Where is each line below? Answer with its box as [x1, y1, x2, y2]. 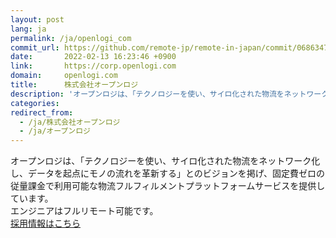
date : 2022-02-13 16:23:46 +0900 [10, 52, 177, 62]
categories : [10, 98, 60, 108]
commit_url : [10, 42, 60, 53]
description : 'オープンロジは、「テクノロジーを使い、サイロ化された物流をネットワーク [10, 89, 330, 99]
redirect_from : [10, 107, 74, 118]
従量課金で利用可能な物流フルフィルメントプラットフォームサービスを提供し [10, 180, 326, 192]
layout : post [10, 14, 65, 25]
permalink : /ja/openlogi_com [10, 33, 132, 43]
